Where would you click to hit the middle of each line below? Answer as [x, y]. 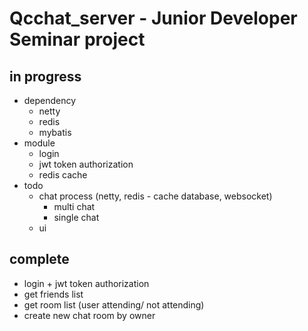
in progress [45, 76]
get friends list [53, 294]
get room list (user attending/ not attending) [114, 304]
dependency [50, 100]
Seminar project [77, 39]
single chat [76, 217]
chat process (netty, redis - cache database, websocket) [155, 196]
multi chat [74, 206]
